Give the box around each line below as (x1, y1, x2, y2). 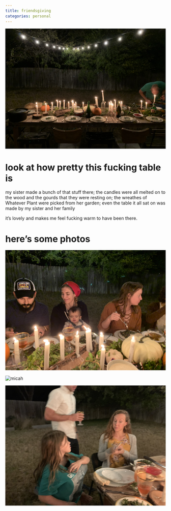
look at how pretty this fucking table (5, 162, 161, 173)
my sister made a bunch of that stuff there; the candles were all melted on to (5, 189, 166, 195)
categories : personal (5, 13, 51, 19)
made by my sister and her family (5, 205, 75, 212)
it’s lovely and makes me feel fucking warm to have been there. (5, 215, 137, 221)
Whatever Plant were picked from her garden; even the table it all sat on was (5, 200, 165, 206)
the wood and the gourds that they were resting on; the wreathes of (5, 195, 148, 201)
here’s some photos (5, 233, 91, 245)
